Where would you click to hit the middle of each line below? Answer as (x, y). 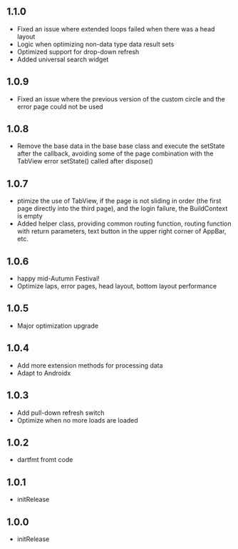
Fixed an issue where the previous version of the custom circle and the (121, 99)
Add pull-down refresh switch (61, 413)
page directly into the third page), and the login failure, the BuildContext (122, 208)
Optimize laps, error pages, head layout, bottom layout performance (117, 286)
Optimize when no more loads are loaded (77, 420)
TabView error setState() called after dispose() (85, 161)
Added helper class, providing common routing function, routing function (124, 223)
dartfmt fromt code (45, 460)
